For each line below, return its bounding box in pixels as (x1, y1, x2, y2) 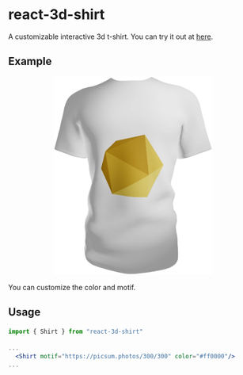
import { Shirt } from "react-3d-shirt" (8, 327, 144, 335)
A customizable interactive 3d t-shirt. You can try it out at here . (8, 32, 214, 41)
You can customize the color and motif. (8, 282, 136, 292)
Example (8, 55, 52, 68)
